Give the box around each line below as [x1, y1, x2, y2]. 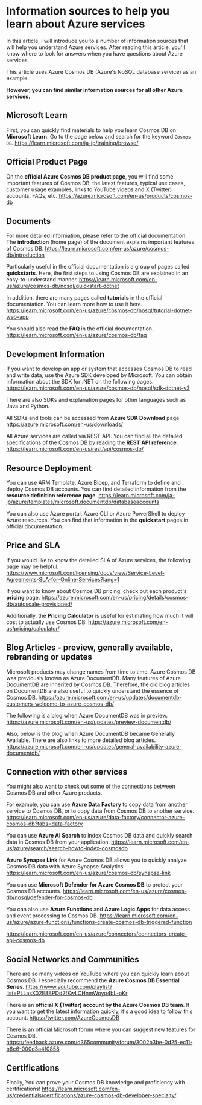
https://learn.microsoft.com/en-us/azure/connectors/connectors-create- [6, 930, 188, 937]
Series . [6, 983, 25, 991]
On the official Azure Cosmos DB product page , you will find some [6, 172, 174, 180]
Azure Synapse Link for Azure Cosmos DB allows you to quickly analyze [6, 856, 187, 864]
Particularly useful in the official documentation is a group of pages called [6, 263, 190, 271]
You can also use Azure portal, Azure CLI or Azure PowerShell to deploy [6, 510, 185, 517]
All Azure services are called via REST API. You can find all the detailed [6, 433, 183, 440]
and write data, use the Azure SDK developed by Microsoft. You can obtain [6, 372, 192, 379]
